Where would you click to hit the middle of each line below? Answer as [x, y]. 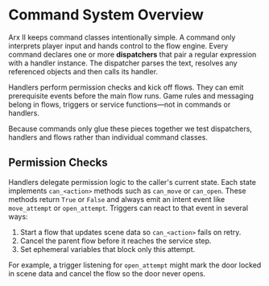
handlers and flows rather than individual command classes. [108, 137]
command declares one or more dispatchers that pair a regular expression [132, 54]
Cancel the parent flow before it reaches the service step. [116, 241]
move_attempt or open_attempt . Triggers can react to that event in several [128, 208]
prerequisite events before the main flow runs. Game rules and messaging [131, 95]
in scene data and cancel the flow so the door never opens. [107, 273]
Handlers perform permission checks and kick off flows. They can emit [126, 87]
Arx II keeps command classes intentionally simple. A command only [122, 37]
